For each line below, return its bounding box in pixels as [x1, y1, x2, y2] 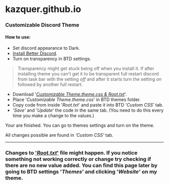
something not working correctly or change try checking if [5, 156, 151, 163]
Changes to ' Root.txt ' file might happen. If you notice [5, 149, 138, 156]
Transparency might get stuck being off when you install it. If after [17, 65, 154, 71]
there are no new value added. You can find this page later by [5, 162, 157, 169]
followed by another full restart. [17, 81, 83, 87]
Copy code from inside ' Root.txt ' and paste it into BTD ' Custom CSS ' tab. [12, 102, 163, 108]
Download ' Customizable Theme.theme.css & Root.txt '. [12, 91, 127, 98]
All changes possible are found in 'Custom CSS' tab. [5, 132, 114, 138]
